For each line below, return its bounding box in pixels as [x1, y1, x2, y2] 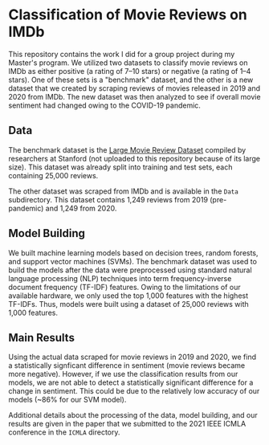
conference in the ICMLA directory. [8, 427, 120, 437]
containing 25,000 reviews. [8, 170, 99, 180]
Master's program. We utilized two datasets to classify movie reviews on [8, 58, 248, 67]
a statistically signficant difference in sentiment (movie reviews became [8, 361, 246, 370]
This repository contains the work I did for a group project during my [8, 49, 235, 59]
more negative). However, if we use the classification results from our [8, 369, 238, 379]
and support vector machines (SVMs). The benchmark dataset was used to [8, 256, 257, 266]
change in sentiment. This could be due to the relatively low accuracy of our [8, 386, 260, 396]
